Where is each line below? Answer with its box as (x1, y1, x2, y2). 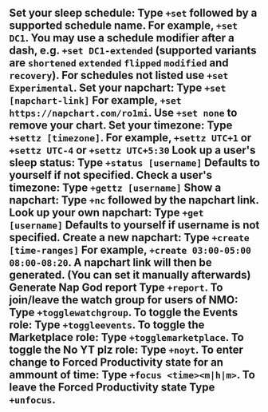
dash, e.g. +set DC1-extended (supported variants (9, 44, 258, 57)
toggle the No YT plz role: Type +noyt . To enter (9, 343, 244, 357)
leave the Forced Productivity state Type (9, 381, 215, 394)
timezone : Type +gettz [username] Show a (9, 181, 222, 195)
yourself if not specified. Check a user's (9, 168, 212, 182)
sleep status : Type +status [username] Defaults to (9, 156, 260, 170)
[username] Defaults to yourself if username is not (9, 219, 260, 232)
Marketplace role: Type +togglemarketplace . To (9, 331, 244, 344)
